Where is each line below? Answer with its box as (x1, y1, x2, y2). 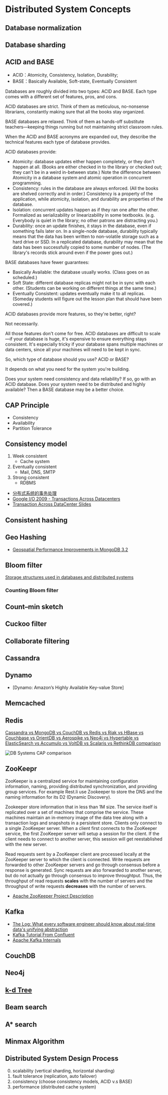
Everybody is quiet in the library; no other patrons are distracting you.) (12, 217, 158, 223)
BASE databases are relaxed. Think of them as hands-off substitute (5, 118, 144, 124)
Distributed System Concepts (5, 4, 131, 15)
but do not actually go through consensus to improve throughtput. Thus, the (5, 872, 162, 878)
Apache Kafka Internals (12, 937, 61, 943)
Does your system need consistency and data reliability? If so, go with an (5, 375, 156, 381)
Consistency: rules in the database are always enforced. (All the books (12, 185, 159, 191)
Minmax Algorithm (5, 1037, 65, 1046)
